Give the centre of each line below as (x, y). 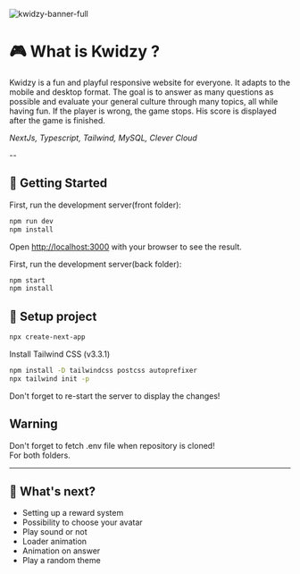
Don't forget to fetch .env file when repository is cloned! (112, 445)
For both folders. (40, 455)
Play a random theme (61, 561)
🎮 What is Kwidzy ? (85, 51)
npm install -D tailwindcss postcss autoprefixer (104, 370)
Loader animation (54, 542)
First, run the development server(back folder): (96, 264)
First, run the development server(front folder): (95, 205)
